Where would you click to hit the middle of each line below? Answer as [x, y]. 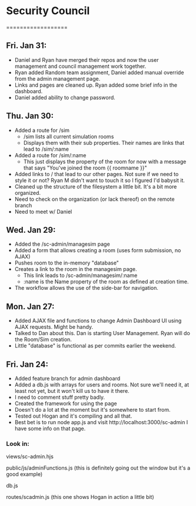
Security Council [48, 11]
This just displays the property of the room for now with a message [105, 161]
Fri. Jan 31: [26, 46]
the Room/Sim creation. [43, 339]
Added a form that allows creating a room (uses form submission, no [98, 250]
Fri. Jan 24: [27, 364]
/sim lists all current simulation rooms [69, 136]
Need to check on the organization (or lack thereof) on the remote [94, 199]
